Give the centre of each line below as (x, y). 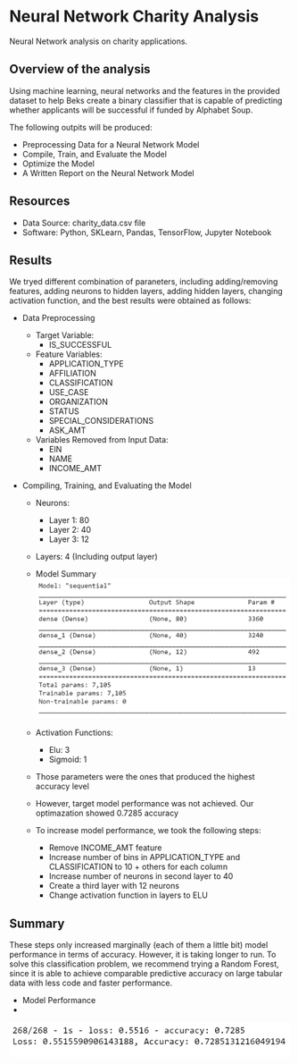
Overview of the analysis (80, 69)
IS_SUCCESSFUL (80, 345)
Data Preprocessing (58, 318)
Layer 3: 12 (69, 539)
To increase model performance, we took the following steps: (148, 831)
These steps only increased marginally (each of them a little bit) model (139, 945)
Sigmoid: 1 (68, 760)
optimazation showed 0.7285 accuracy (107, 813)
